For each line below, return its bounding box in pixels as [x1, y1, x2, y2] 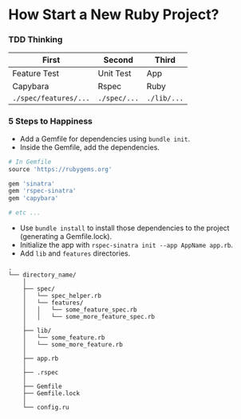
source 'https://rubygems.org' [8, 165, 113, 173]
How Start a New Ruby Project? [8, 6, 219, 24]
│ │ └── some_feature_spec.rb [22, 306, 137, 314]
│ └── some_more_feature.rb [22, 341, 124, 349]
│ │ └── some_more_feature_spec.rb [22, 313, 156, 321]
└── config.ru [22, 404, 69, 412]
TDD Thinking [8, 34, 63, 45]
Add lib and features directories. [19, 249, 131, 258]
